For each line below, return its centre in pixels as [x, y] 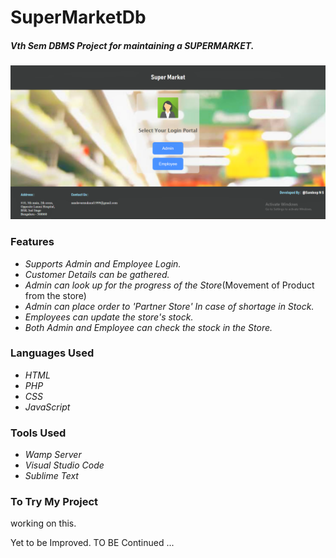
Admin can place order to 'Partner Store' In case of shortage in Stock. [169, 306]
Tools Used [38, 433]
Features [32, 242]
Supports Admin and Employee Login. [103, 263]
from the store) [55, 295]
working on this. [43, 523]
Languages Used [52, 353]
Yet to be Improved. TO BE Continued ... [92, 543]
